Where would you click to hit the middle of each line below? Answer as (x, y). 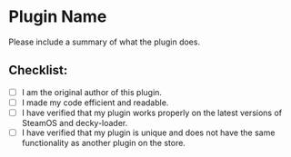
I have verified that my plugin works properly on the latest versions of (152, 113)
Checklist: (38, 70)
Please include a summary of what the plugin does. (105, 42)
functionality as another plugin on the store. (103, 143)
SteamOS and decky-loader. (75, 123)
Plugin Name (58, 17)
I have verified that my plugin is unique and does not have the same (148, 132)
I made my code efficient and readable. (95, 103)
